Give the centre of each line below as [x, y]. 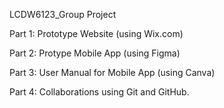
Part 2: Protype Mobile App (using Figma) [95, 53]
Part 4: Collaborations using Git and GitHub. [99, 92]
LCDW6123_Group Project [63, 14]
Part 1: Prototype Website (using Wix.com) [96, 33]
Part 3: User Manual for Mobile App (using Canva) [112, 72]
